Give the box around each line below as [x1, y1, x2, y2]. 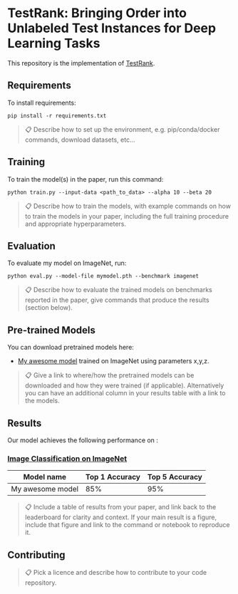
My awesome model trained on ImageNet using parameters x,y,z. [17, 357, 209, 365]
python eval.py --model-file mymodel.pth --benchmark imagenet [7, 273, 200, 280]
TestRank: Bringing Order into [7, 5, 187, 21]
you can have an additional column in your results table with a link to [24, 389, 226, 397]
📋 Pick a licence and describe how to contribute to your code [24, 568, 207, 577]
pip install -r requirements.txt [7, 112, 107, 119]
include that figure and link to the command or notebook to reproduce [24, 521, 230, 529]
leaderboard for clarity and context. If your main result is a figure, [24, 513, 217, 521]
